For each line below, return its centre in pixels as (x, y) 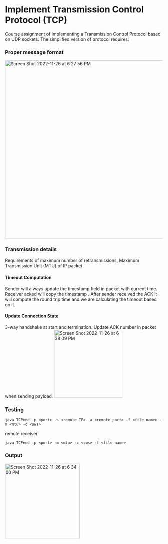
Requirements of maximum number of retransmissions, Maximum (72, 260)
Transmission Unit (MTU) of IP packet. (44, 266)
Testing (14, 409)
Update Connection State (32, 316)
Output (14, 455)
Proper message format (34, 52)
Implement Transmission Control (74, 9)
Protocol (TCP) (36, 20)
